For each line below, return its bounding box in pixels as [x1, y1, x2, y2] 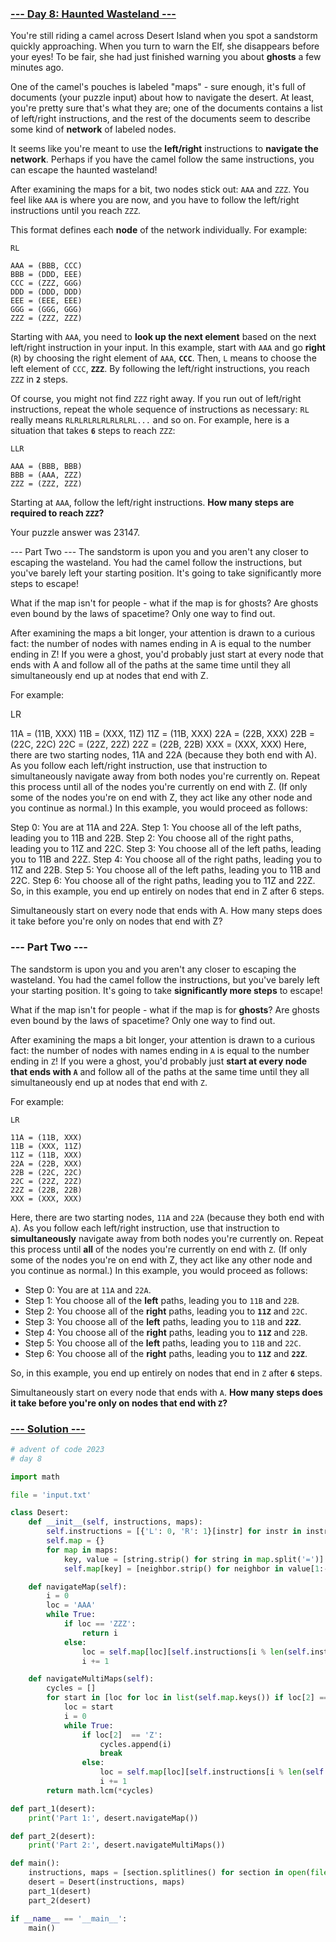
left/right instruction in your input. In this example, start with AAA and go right [10, 342, 326, 354]
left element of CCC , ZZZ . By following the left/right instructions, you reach [10, 363, 310, 375]
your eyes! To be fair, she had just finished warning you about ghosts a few [10, 51, 322, 63]
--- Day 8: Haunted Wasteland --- [10, 7, 177, 21]
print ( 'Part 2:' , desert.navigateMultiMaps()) [28, 1840, 226, 1851]
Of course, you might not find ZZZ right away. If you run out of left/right [10, 393, 302, 405]
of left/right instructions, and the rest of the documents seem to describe [10, 113, 311, 125]
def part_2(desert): [10, 1831, 97, 1841]
